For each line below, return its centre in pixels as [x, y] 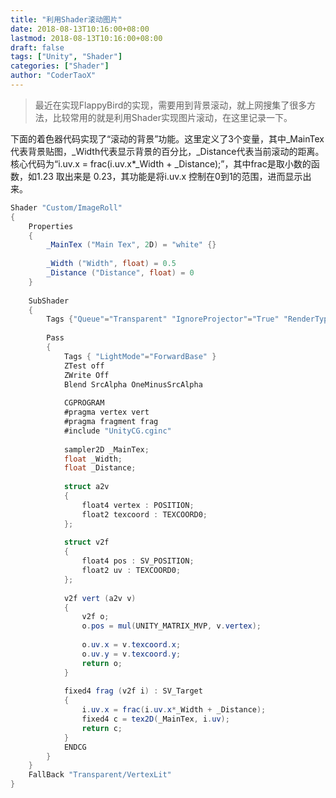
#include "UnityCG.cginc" [117, 431]
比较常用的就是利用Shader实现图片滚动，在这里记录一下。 [172, 117]
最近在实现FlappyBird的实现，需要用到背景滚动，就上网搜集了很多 [171, 105]
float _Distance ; [100, 468]
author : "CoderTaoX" [53, 76]
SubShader [49, 301]
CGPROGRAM [84, 403]
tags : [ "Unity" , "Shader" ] [66, 57]
